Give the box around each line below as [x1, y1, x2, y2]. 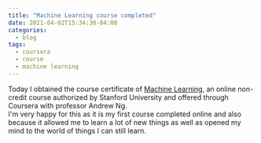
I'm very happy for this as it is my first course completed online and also [8, 109, 242, 119]
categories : [8, 26, 47, 34]
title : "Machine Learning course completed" [8, 11, 156, 20]
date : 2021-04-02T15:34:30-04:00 [8, 19, 118, 27]
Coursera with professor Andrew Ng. [8, 101, 127, 110]
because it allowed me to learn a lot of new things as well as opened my [8, 117, 241, 126]
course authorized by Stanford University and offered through [28, 92, 230, 102]
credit [8, 92, 28, 102]
